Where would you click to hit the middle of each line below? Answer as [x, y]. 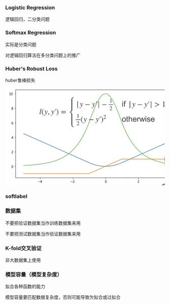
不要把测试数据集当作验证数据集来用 [43, 234]
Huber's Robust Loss [32, 68]
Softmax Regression [31, 33]
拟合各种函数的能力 [25, 287]
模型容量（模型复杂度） [34, 274]
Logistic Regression [30, 8]
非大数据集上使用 [23, 260]
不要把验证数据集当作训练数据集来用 [43, 223]
